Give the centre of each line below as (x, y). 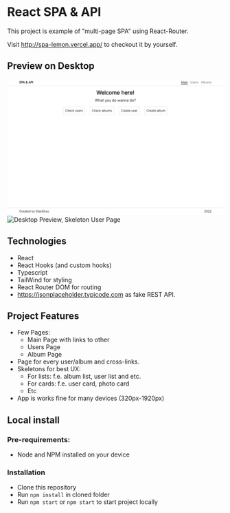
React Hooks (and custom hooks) (64, 265)
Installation (26, 472)
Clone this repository (47, 488)
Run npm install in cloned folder (63, 495)
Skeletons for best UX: (49, 369)
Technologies (37, 241)
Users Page (44, 347)
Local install (34, 420)
